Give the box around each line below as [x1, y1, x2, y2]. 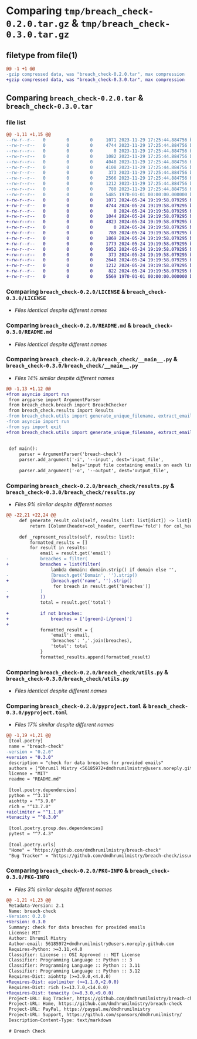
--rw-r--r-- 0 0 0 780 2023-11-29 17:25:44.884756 [6, 186, 188, 192]
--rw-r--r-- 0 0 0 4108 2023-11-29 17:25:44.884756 [6, 164, 188, 170]
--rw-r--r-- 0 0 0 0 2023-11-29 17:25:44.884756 [6, 148, 188, 154]
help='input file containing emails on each [71, 462, 182, 468]
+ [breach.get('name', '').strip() [6, 577, 133, 584]
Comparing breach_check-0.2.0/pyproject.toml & [6, 702, 147, 710]
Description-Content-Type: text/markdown [8, 1017, 111, 1023]
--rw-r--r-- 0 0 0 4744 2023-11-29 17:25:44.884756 [6, 143, 188, 149]
